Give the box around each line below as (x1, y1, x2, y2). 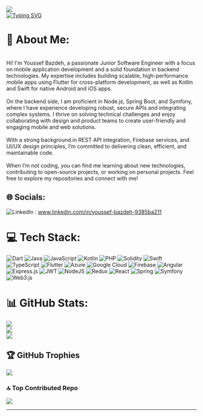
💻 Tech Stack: (6, 230, 81, 244)
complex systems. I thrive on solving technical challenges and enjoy (6, 110, 176, 118)
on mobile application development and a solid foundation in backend (6, 65, 179, 72)
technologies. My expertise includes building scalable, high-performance (6, 72, 188, 79)
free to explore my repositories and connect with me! (6, 174, 138, 182)
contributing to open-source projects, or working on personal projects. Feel (6, 168, 195, 175)
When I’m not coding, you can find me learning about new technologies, (6, 162, 185, 169)
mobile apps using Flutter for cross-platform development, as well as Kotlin (6, 78, 193, 86)
